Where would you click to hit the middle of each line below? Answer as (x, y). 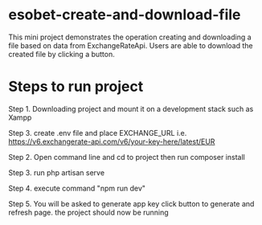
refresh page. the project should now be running (88, 212)
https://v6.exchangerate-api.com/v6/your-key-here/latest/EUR (112, 141)
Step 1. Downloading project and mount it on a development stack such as (131, 108)
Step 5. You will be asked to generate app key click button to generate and (131, 203)
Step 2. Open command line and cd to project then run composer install (127, 157)
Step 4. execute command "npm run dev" (77, 188)
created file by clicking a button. (61, 54)
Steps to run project (76, 87)
